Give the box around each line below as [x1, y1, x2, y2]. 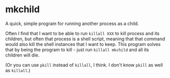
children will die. [5, 52, 40, 58]
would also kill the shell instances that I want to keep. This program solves [5, 41, 161, 47]
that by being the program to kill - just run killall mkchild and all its [5, 46, 149, 53]
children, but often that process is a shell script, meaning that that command [5, 36, 165, 42]
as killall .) [5, 67, 31, 73]
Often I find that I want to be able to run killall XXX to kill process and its [5, 30, 160, 36]
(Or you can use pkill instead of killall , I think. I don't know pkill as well [5, 62, 163, 68]
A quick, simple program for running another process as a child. [5, 20, 139, 27]
